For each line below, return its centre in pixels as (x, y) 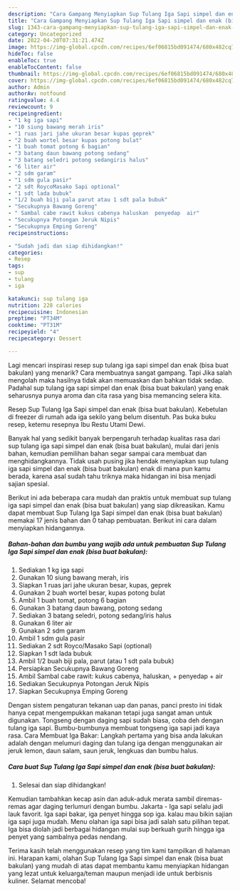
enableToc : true (32, 61)
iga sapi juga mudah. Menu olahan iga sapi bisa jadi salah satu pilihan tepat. (119, 821)
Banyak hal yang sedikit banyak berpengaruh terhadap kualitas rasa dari (114, 438)
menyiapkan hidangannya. (47, 528)
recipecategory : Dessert (45, 338)
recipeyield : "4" (34, 332)
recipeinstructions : (39, 233)
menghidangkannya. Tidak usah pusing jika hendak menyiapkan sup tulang (118, 460)
